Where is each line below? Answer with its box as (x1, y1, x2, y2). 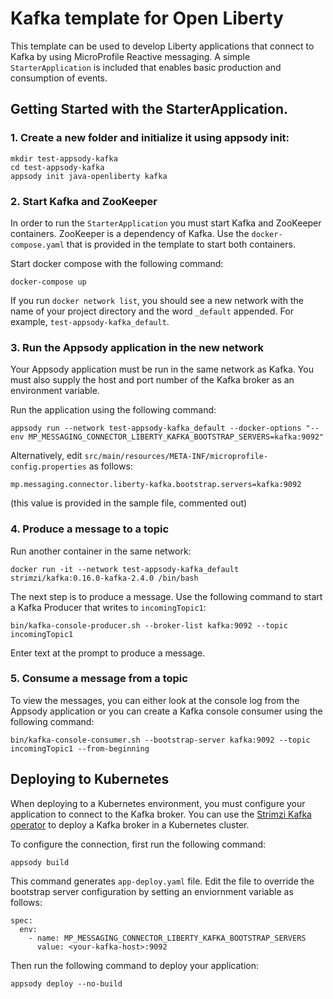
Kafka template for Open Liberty (10, 7, 284, 30)
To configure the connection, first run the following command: (10, 838, 267, 850)
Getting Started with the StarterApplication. (10, 101, 289, 118)
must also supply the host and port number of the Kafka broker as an (10, 374, 295, 386)
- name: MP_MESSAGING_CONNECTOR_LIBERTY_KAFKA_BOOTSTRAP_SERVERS (28, 933, 307, 943)
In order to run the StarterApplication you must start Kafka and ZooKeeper (10, 217, 322, 229)
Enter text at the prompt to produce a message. (10, 647, 206, 659)
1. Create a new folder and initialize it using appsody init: (10, 131, 290, 145)
